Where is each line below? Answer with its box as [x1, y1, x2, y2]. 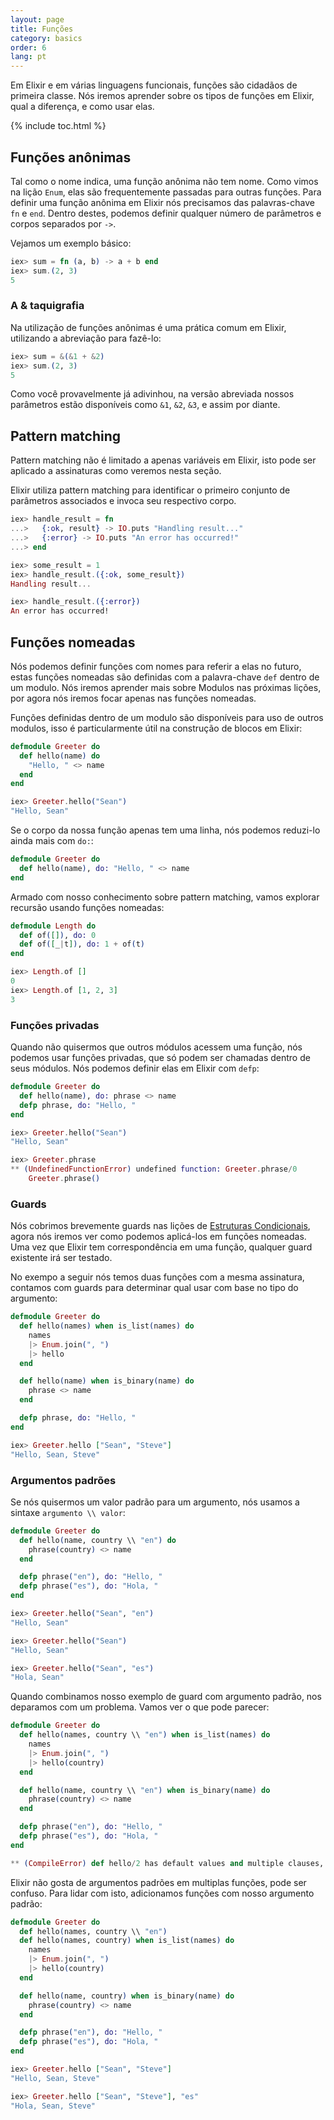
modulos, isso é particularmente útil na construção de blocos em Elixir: [10, 722, 303, 734]
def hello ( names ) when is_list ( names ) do [19, 1321, 195, 1331]
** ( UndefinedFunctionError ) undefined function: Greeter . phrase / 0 [10, 1164, 298, 1175]
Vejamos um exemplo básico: [10, 237, 132, 249]
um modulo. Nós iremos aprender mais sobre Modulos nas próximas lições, [10, 681, 322, 693]
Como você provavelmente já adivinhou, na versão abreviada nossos [10, 388, 295, 400]
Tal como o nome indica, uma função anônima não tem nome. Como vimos [10, 175, 319, 187]
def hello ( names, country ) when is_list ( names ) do [19, 1936, 235, 1946]
